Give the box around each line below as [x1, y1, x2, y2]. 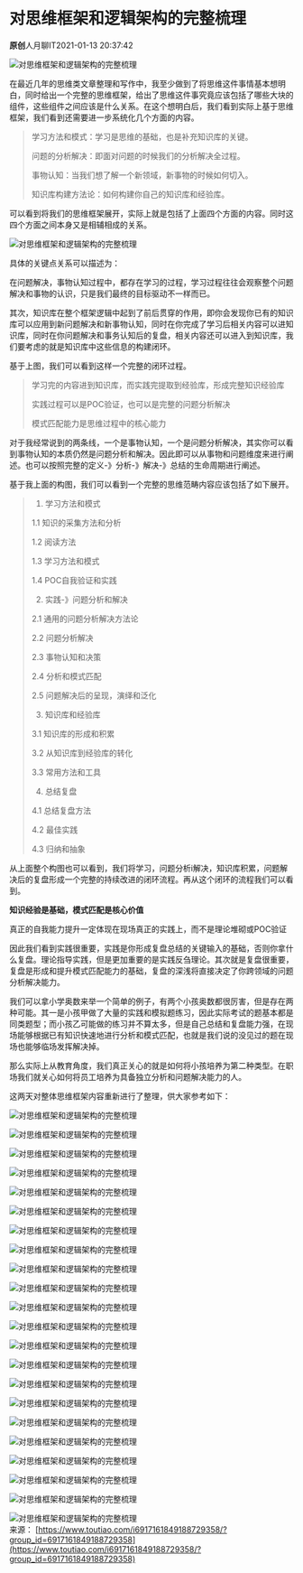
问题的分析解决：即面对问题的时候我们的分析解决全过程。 [31, 150, 245, 161]
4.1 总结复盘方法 [31, 805, 92, 815]
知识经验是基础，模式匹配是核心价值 [9, 904, 144, 915]
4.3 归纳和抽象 [31, 843, 86, 854]
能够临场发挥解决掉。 [24, 1040, 105, 1052]
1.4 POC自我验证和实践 [31, 574, 117, 585]
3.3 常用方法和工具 [31, 767, 102, 777]
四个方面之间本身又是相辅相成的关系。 [9, 219, 151, 230]
